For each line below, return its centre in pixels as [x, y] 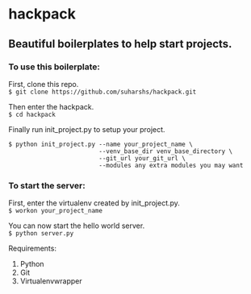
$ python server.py [41, 234]
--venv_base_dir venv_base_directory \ [165, 151]
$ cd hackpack [32, 114]
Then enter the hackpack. [51, 106]
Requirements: [32, 248]
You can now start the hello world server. [77, 226]
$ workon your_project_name [56, 211]
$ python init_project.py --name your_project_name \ [101, 144]
